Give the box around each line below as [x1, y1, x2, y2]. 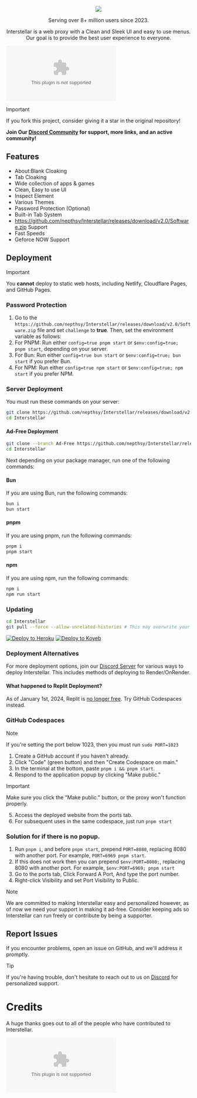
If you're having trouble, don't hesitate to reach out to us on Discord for [6, 974, 178, 981]
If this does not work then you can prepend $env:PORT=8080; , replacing [14, 858, 186, 865]
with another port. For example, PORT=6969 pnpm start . [14, 852, 147, 859]
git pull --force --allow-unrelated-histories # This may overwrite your [6, 624, 191, 630]
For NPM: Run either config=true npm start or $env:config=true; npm [14, 364, 184, 371]
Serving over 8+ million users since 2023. [48, 17, 149, 23]
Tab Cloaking [14, 173, 47, 181]
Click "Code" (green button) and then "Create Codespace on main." [14, 758, 178, 765]
